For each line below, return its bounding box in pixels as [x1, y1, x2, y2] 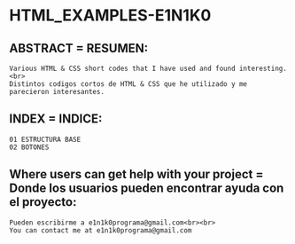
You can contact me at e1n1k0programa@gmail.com [9, 225, 192, 235]
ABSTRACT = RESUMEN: [9, 41, 149, 56]
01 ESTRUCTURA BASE [9, 135, 82, 144]
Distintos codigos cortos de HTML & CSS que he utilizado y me [9, 80, 248, 89]
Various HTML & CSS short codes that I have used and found [9, 64, 237, 73]
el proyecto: [9, 194, 77, 209]
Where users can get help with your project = [9, 167, 264, 182]
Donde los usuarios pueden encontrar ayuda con [9, 181, 284, 196]
